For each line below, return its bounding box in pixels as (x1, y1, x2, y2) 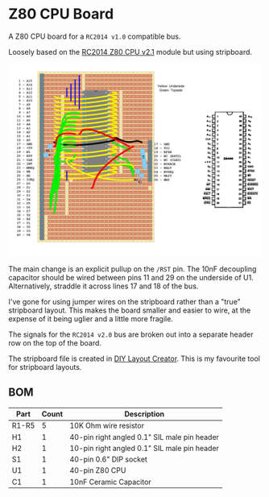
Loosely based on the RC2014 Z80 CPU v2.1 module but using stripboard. (8, 47, 252, 56)
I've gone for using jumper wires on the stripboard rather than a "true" (8, 296, 242, 306)
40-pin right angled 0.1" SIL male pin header (69, 432, 220, 441)
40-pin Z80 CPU (69, 466, 126, 475)
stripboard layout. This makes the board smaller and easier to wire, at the (8, 305, 251, 315)
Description (124, 409, 165, 419)
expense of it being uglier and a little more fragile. (8, 313, 173, 323)
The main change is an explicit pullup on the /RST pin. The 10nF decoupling (8, 263, 257, 274)
